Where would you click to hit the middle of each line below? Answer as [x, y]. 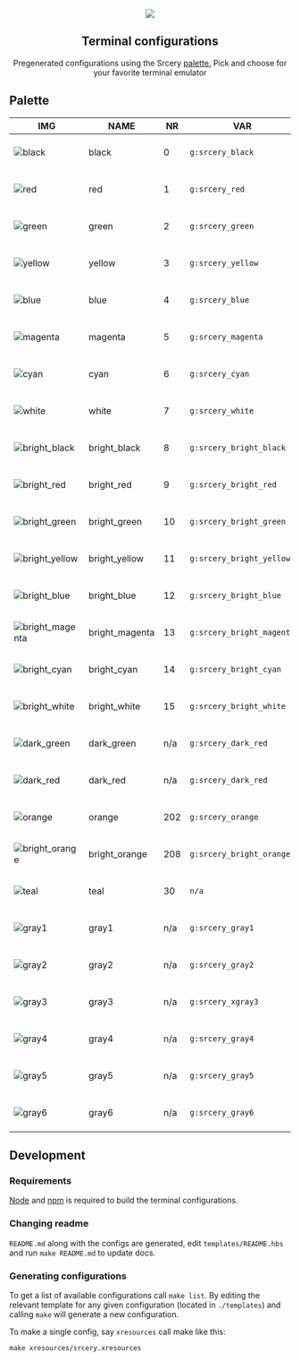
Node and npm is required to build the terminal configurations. [124, 1201]
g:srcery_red [217, 189]
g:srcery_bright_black [238, 447]
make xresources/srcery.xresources [75, 1348]
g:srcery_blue [220, 300]
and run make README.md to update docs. [83, 1253]
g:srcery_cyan [220, 373]
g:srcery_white [222, 411]
